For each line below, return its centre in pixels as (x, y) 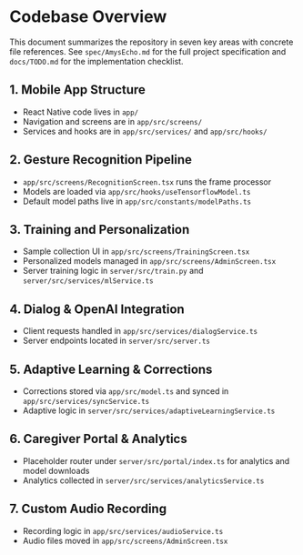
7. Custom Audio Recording (88, 509)
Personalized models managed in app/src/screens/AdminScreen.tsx (149, 261)
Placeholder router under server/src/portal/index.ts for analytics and (156, 460)
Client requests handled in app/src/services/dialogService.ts (140, 331)
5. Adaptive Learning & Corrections (111, 369)
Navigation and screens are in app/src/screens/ (112, 121)
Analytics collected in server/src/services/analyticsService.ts (143, 480)
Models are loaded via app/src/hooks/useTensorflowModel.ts (136, 191)
